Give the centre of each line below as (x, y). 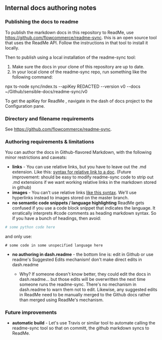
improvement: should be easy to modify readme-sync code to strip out (83, 177)
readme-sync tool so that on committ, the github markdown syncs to (81, 328)
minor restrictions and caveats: (36, 158)
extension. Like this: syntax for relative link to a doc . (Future (72, 172)
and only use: (19, 237)
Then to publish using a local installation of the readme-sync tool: (71, 57)
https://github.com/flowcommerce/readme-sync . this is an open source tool (81, 37)
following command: (32, 77)
